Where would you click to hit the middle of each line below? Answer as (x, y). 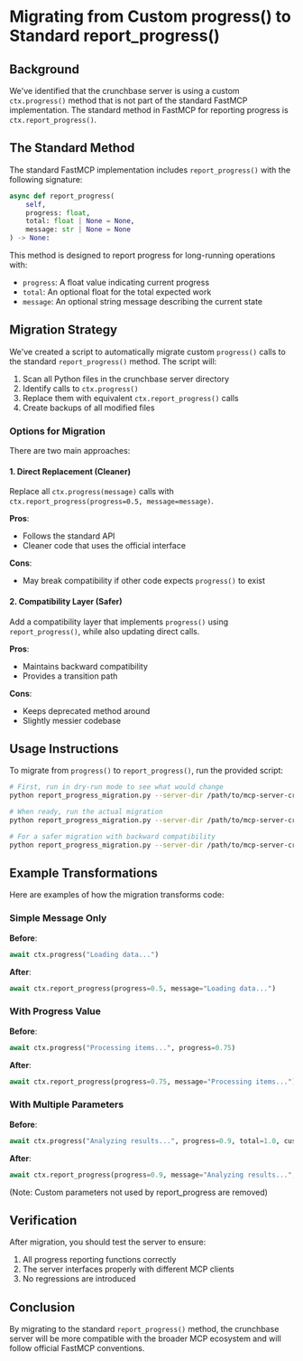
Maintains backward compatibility (85, 666)
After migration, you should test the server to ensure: (108, 1242)
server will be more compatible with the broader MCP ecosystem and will (145, 1338)
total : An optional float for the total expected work (117, 292)
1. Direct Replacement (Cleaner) (70, 471)
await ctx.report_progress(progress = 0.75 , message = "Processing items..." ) (153, 1082)
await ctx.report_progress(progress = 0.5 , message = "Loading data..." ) (143, 988)
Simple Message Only (58, 918)
